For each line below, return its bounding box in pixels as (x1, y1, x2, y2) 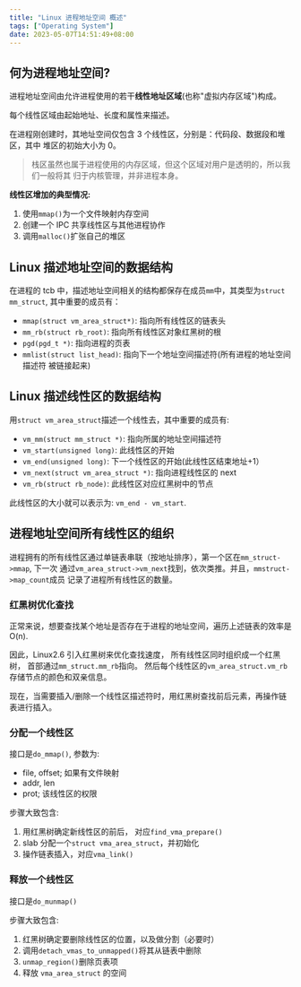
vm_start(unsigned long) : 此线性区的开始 (21, 445, 175, 455)
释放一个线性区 (9, 873, 74, 886)
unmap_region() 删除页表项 (21, 956, 119, 966)
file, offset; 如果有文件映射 (21, 767, 120, 778)
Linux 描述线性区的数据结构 (9, 389, 161, 404)
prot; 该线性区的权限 (21, 788, 98, 799)
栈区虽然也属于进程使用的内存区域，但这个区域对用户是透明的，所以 (30, 159, 283, 170)
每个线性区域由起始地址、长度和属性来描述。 (9, 109, 175, 121)
